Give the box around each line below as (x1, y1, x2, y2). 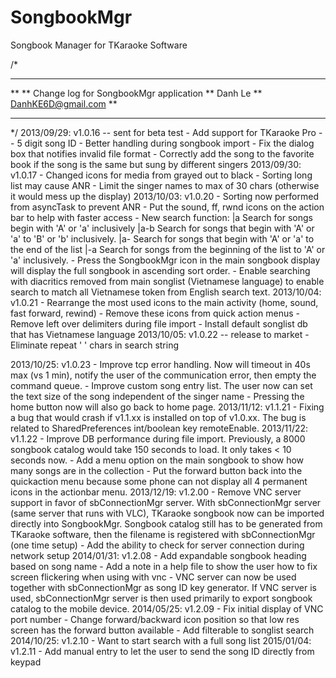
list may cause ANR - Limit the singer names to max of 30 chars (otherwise (10, 179, 320, 191)
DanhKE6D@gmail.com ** (10, 97, 118, 110)
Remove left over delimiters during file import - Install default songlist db (10, 317, 308, 330)
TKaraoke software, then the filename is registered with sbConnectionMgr (10, 528, 316, 540)
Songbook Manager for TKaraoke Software (10, 39, 188, 51)
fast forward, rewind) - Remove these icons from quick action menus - (10, 307, 301, 319)
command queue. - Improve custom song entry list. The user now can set (10, 379, 313, 391)
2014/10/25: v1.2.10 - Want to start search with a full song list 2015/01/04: (10, 634, 312, 646)
